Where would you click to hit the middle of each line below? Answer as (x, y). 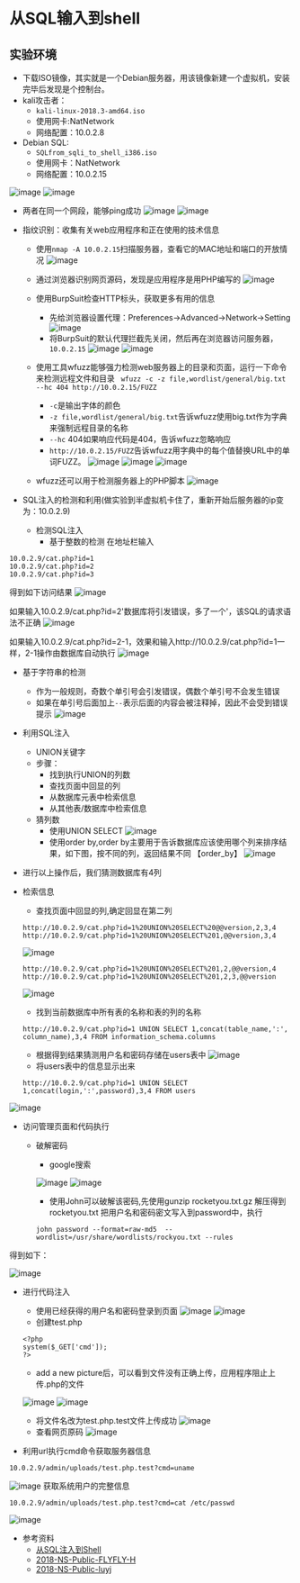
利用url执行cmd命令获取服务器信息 (86, 1451)
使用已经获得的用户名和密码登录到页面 (106, 1311)
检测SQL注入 (59, 530)
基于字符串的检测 (54, 672)
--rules (219, 1237)
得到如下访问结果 (41, 592)
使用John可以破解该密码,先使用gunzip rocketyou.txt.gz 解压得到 (168, 1201)
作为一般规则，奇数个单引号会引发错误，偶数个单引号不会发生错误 (158, 691)
